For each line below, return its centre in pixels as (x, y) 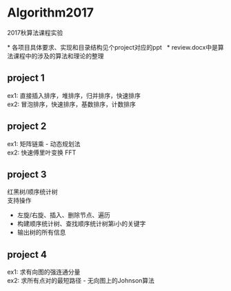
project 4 (27, 254)
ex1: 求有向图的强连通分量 (44, 272)
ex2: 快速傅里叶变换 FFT (42, 152)
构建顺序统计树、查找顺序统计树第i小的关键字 (81, 224)
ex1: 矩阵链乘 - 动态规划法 (44, 143)
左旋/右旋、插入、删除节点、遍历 (63, 215)
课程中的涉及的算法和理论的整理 (58, 56)
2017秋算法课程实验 (35, 32)
